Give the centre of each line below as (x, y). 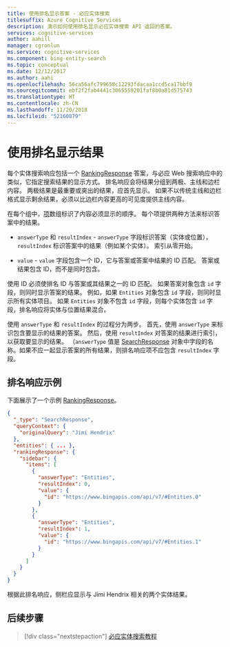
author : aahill (29, 39)
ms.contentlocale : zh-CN (43, 104)
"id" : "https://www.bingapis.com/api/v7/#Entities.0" (123, 497)
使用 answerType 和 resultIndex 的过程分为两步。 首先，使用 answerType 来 (112, 324)
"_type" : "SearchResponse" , (54, 420)
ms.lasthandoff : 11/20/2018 (48, 110)
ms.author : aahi (30, 78)
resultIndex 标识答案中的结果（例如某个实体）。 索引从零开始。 (107, 245)
